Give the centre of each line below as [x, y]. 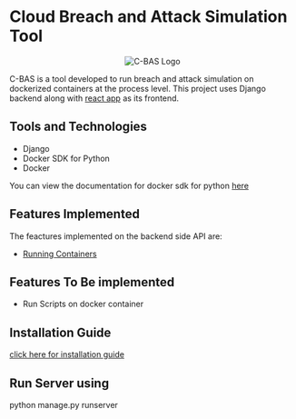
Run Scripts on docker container [83, 304]
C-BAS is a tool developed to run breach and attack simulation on [132, 78]
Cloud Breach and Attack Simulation [148, 17]
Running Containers [59, 254]
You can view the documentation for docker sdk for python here [129, 185]
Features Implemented [75, 214]
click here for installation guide [67, 354]
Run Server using [59, 383]
